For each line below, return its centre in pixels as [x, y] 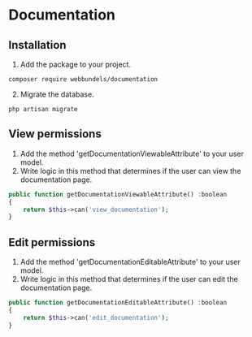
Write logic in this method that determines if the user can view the [130, 171]
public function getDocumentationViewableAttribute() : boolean [118, 194]
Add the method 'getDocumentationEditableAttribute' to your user [130, 262]
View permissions [55, 134]
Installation [37, 45]
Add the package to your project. [76, 64]
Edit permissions [52, 242]
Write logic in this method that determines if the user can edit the [129, 279]
